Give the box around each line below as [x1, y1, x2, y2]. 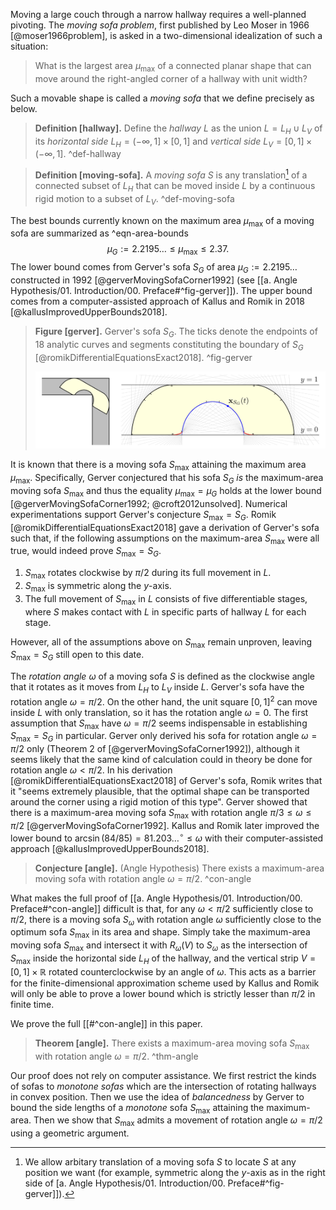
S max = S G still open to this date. [10, 649, 145, 663]
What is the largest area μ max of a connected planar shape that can [34, 60, 312, 74]
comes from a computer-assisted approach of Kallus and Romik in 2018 [10, 295, 305, 308]
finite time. [10, 998, 55, 1010]
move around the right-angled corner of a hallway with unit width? [34, 72, 308, 84]
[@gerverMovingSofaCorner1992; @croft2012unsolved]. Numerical [10, 497, 288, 509]
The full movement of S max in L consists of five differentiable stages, [24, 592, 308, 607]
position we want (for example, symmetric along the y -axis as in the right [24, 1167, 326, 1179]
